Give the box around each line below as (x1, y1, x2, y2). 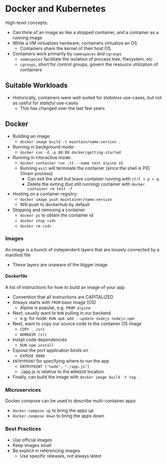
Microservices (5, 386, 41, 393)
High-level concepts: (5, 20, 48, 26)
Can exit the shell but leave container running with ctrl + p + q (27, 176, 159, 182)
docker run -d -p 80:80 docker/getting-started (19, 150, 121, 155)
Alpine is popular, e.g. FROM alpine (19, 304, 91, 311)
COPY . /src (19, 327, 45, 332)
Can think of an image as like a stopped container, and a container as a (12, 29, 159, 35)
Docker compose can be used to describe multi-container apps (5, 398, 136, 404)
